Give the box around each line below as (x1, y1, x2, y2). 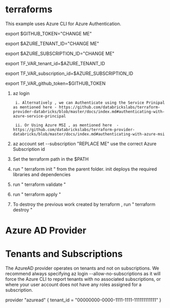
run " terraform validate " (12, 181, 66, 187)
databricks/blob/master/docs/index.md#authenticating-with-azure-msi (12, 131, 165, 137)
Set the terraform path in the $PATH (12, 156, 89, 162)
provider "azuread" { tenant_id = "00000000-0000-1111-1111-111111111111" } (5, 297, 162, 303)
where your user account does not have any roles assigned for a (5, 281, 142, 288)
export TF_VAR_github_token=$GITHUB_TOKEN (5, 80, 106, 86)
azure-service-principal (12, 113, 66, 119)
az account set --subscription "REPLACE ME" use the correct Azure (12, 140, 157, 147)
